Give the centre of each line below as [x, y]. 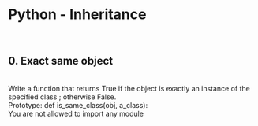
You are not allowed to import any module [76, 113]
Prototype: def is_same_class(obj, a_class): [78, 105]
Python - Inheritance [77, 15]
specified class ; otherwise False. [62, 97]
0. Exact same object [60, 61]
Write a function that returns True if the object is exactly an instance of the [129, 88]
